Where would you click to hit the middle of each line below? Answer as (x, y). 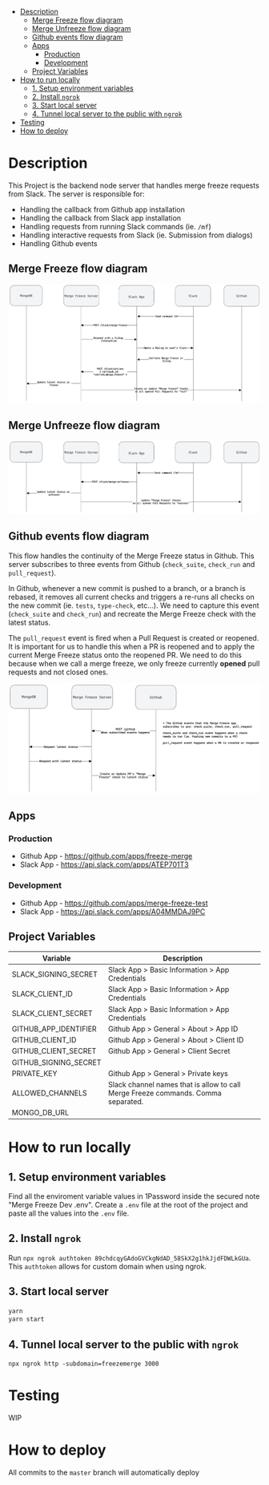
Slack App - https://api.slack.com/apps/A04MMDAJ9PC (112, 911)
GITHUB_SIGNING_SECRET (56, 1062)
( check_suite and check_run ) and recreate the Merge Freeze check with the (132, 613)
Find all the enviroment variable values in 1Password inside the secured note (134, 1196)
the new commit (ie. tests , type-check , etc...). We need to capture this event (134, 605)
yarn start (26, 1319)
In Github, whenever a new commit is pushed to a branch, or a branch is (127, 588)
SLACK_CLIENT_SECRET (52, 1014)
